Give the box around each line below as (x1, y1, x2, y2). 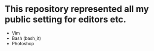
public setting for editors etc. (4, 14, 126, 25)
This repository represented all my (4, 3, 149, 15)
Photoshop (11, 40, 34, 46)
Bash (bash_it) (11, 35, 41, 41)
